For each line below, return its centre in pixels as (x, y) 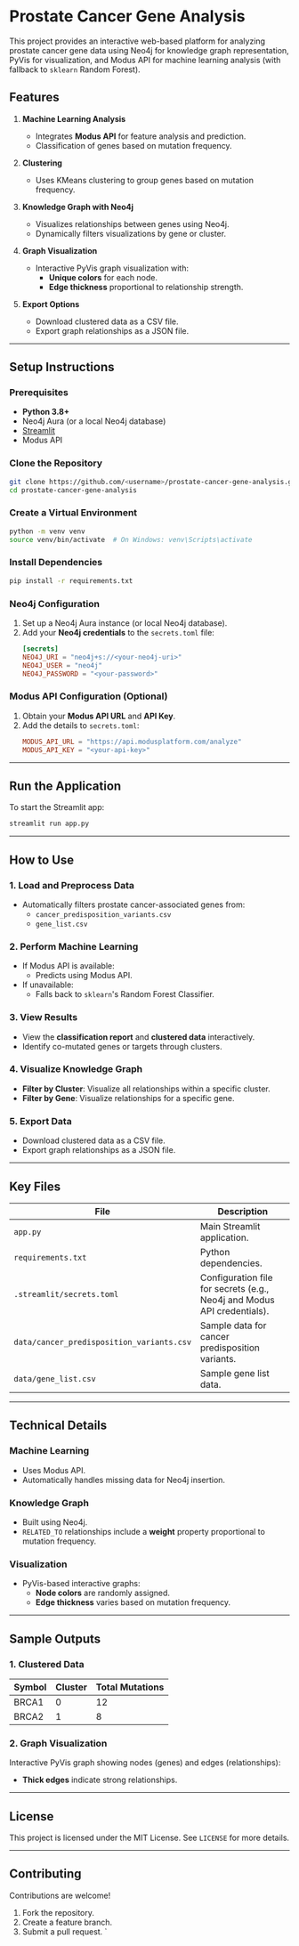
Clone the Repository (56, 463)
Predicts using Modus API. (84, 976)
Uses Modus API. (54, 1470)
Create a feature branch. (67, 1922)
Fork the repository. (58, 1912)
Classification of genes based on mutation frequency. (133, 145)
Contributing (45, 1874)
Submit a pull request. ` (65, 1931)
